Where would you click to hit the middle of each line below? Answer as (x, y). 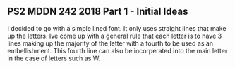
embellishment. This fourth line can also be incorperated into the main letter (117, 50)
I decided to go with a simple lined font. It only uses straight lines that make (117, 28)
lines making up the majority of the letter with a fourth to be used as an (110, 43)
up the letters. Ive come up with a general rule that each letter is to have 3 (115, 36)
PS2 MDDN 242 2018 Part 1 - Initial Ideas (98, 12)
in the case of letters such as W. (54, 58)
